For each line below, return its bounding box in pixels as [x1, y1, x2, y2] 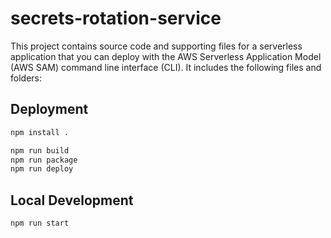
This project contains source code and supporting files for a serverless [10, 40, 303, 52]
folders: [10, 72, 42, 84]
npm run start [10, 218, 70, 229]
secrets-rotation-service [10, 7, 222, 30]
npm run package [10, 155, 78, 165]
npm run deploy [10, 164, 74, 174]
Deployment [10, 101, 89, 118]
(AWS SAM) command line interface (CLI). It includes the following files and [10, 61, 322, 73]
